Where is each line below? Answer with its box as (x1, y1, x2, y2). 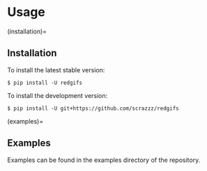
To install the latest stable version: (7, 65, 105, 74)
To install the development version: (7, 91, 108, 99)
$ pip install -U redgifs (7, 79, 82, 86)
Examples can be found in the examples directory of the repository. (7, 156, 201, 164)
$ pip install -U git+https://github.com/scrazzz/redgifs (7, 105, 179, 112)
